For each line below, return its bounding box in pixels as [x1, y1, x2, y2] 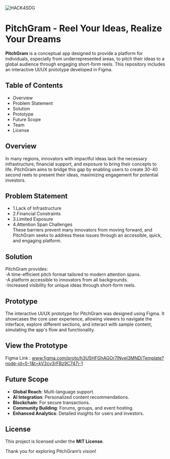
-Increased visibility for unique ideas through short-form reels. [5, 282, 136, 289]
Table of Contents [5, 81, 63, 90]
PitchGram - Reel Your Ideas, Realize [5, 23, 162, 34]
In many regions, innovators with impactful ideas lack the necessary [5, 155, 148, 161]
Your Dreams [5, 34, 61, 45]
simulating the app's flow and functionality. [5, 327, 95, 333]
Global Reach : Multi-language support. [12, 388, 95, 394]
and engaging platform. [12, 238, 62, 244]
